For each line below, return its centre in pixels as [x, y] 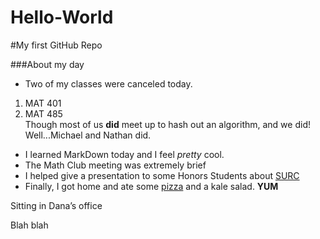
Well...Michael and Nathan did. [88, 135]
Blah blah [29, 225]
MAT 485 [43, 113]
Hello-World [62, 17]
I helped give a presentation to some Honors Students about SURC [162, 175]
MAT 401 [43, 103]
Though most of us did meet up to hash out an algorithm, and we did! [167, 124]
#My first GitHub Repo [56, 45]
